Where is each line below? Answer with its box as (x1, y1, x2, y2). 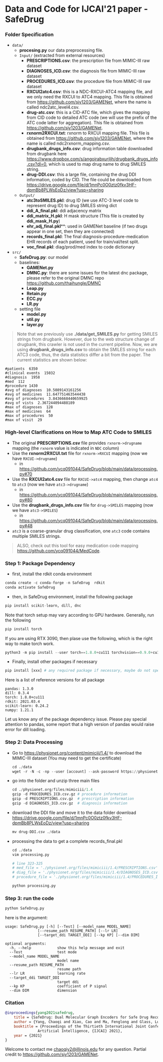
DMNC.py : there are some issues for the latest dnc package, (26, 270, 148, 276)
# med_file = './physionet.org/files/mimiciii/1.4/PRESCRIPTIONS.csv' (12, 866, 158, 871)
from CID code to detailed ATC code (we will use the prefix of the (26, 114, 157, 120)
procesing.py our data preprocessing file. (19, 47, 103, 53)
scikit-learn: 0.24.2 (5, 703, 49, 708)
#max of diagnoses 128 (5, 405, 53, 410)
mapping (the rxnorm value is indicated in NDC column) (12, 445, 119, 451)
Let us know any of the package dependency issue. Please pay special (5, 716, 147, 722)
